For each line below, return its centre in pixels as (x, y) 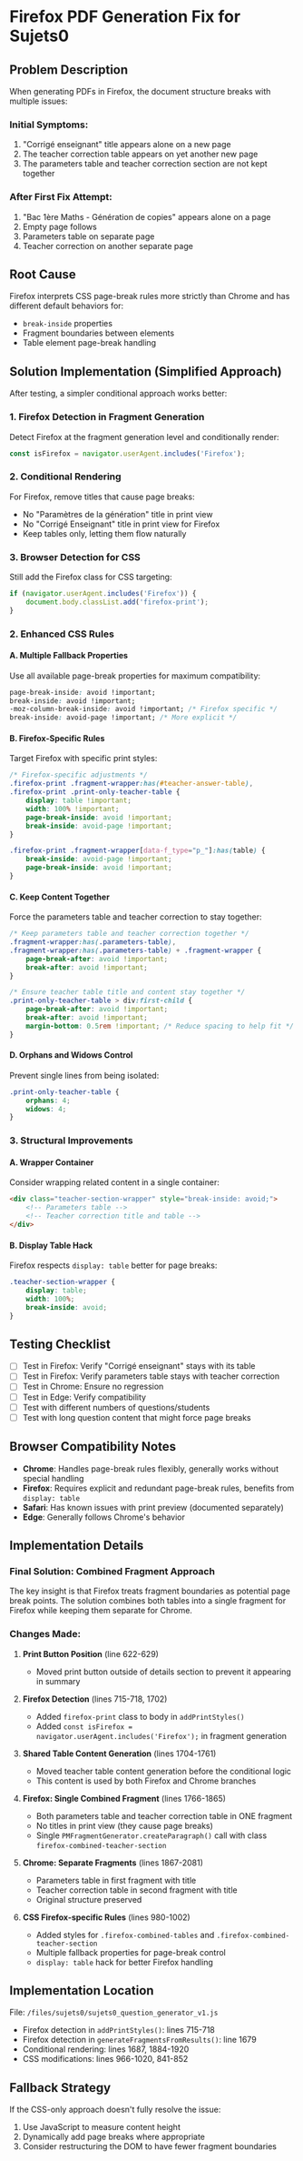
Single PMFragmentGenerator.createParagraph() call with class (151, 1835)
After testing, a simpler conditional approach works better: (118, 394)
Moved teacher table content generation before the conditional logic (164, 1771)
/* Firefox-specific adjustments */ (78, 775)
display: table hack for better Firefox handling (124, 1962)
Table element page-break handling (89, 343)
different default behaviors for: (67, 306)
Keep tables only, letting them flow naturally (104, 533)
